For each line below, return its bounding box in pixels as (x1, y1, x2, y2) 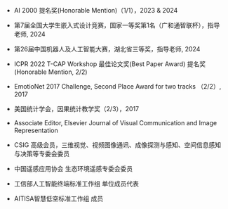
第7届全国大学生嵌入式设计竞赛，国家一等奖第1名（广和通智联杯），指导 (13, 21, 220, 30)
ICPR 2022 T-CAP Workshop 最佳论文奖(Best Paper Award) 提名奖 (13, 60, 206, 68)
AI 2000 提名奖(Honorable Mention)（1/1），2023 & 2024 (13, 6, 178, 14)
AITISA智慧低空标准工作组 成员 (13, 194, 104, 203)
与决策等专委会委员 (13, 150, 70, 158)
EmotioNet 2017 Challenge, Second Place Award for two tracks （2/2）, (13, 82, 222, 90)
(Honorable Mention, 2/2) (13, 68, 88, 76)
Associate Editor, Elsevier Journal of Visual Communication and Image (13, 119, 217, 127)
